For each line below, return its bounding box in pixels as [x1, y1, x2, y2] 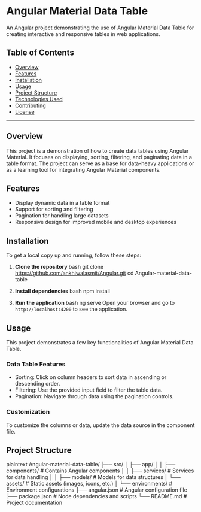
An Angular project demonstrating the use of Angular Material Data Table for [6, 24, 194, 31]
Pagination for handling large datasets [14, 212, 109, 219]
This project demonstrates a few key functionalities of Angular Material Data [6, 339, 194, 346]
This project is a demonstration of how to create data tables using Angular [6, 147, 189, 154]
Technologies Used [14, 95, 63, 102]
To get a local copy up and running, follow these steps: [6, 252, 142, 259]
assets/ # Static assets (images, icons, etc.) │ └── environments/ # [6, 480, 173, 487]
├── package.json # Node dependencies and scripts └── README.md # [6, 493, 187, 500]
